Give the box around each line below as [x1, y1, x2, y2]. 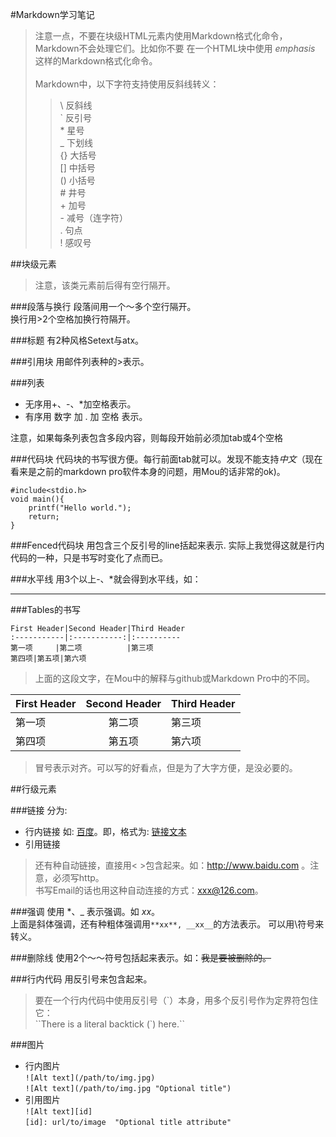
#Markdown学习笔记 [10, 9, 95, 20]
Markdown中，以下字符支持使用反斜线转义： [34, 78, 220, 90]
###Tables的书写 [10, 604, 81, 615]
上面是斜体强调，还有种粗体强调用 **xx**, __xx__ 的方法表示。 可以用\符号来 [10, 918, 325, 930]
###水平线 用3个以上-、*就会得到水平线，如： [10, 573, 202, 585]
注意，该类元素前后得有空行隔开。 [34, 279, 176, 291]
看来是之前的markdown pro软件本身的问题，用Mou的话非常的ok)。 [10, 466, 286, 477]
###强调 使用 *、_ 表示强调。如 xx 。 [10, 906, 161, 917]
